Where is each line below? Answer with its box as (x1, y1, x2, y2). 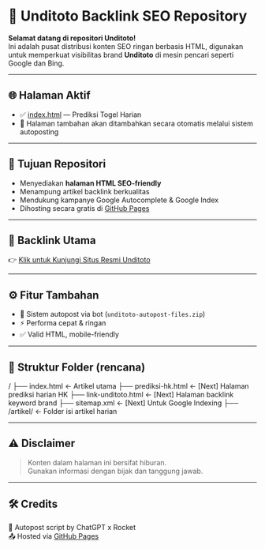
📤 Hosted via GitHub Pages (8, 531, 99, 540)
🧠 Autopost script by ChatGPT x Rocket (8, 522, 136, 532)
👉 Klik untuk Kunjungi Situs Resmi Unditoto (8, 255, 151, 265)
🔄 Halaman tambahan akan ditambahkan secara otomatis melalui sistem (19, 118, 254, 128)
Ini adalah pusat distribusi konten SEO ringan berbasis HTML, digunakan (8, 41, 244, 51)
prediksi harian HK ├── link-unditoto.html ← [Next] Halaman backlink (8, 390, 234, 399)
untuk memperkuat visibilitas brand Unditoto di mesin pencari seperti (8, 50, 234, 59)
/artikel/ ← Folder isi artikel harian (8, 407, 118, 416)
